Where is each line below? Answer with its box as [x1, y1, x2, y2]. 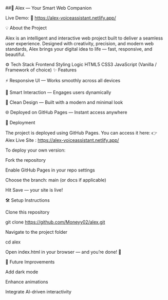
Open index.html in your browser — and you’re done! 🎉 [5, 249, 122, 255]
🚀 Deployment [5, 120, 35, 125]
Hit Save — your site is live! [5, 187, 63, 193]
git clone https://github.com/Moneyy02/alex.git [5, 219, 105, 225]
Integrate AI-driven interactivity [5, 289, 72, 295]
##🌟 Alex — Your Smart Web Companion [5, 5, 92, 11]
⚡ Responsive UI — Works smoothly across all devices [5, 78, 121, 83]
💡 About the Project [5, 25, 47, 31]
